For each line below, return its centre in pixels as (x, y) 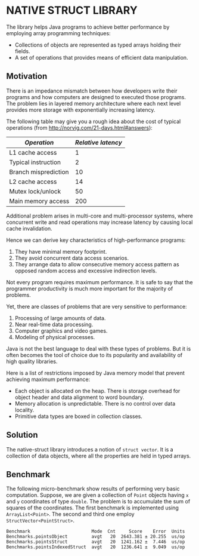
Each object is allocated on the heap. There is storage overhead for (97, 391)
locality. (24, 410)
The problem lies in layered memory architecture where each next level (94, 103)
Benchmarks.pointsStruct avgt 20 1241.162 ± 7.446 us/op (96, 542)
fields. (22, 51)
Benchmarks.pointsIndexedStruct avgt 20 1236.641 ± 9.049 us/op (96, 547)
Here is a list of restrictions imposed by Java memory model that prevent (95, 373)
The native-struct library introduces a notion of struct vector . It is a (90, 449)
